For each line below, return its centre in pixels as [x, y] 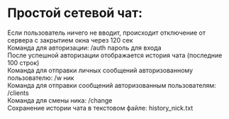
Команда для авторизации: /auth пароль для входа [84, 47]
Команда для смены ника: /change [60, 100]
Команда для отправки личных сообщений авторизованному [100, 70]
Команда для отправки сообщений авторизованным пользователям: [112, 85]
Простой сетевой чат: [75, 13]
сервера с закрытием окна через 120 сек [70, 40]
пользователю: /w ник [41, 78]
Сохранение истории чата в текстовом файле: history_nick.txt [100, 108]
